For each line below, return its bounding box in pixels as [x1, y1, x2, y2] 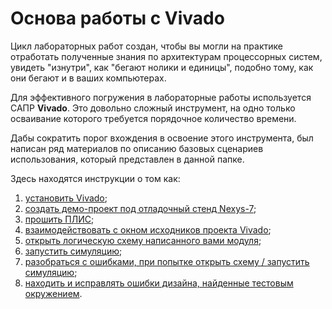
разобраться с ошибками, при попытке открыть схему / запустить [24, 255, 310, 267]
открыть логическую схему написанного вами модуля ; [24, 234, 262, 246]
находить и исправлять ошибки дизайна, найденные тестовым [24, 277, 294, 289]
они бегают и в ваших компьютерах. [10, 72, 167, 84]
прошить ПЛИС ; [24, 213, 95, 225]
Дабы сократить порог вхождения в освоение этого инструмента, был [10, 132, 314, 144]
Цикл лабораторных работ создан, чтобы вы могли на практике [10, 40, 283, 52]
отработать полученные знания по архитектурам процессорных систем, [10, 50, 323, 62]
